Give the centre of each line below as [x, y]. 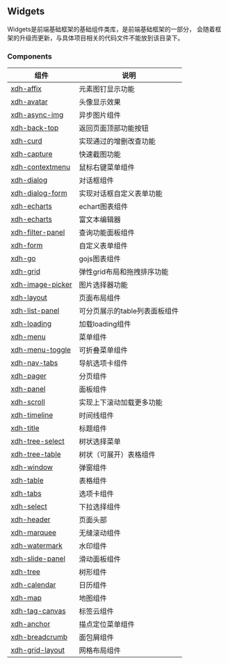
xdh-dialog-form [39, 193]
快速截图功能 [100, 155]
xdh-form [27, 245]
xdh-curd [27, 141]
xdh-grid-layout [38, 650]
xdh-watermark [36, 546]
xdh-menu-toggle [41, 350]
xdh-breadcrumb [39, 637]
